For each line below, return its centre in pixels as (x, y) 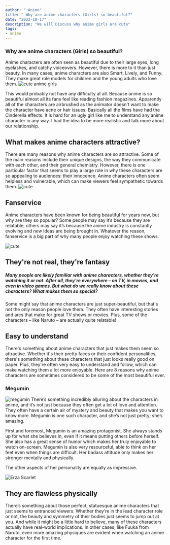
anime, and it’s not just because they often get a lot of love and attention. (81, 405)
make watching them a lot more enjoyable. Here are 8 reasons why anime (82, 370)
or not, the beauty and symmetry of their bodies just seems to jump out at (82, 517)
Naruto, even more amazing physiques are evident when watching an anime (84, 533)
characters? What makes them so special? (52, 291)
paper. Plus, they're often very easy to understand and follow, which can (81, 365)
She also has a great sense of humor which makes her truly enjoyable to (81, 441)
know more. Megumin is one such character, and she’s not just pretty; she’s (84, 416)
